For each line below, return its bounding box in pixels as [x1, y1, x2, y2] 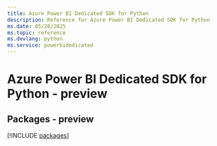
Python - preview [7, 86, 108, 101]
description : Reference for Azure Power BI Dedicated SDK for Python [7, 16, 211, 23]
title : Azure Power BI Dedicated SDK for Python [7, 10, 149, 17]
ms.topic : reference [7, 29, 67, 36]
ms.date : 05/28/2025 [7, 23, 67, 29]
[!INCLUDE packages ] [7, 132, 69, 139]
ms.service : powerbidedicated [7, 42, 94, 49]
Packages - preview [7, 113, 94, 125]
